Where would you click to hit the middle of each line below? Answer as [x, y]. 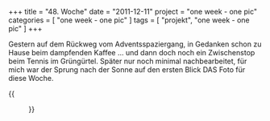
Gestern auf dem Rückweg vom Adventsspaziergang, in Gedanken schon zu [135, 44]
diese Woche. [31, 78]
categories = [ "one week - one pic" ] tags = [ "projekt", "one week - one [129, 20]
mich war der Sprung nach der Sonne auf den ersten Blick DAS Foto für [127, 70]
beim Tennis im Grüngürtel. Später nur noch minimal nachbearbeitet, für [128, 61]
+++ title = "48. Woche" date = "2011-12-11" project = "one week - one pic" [133, 12]
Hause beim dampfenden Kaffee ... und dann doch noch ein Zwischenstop [132, 52]
